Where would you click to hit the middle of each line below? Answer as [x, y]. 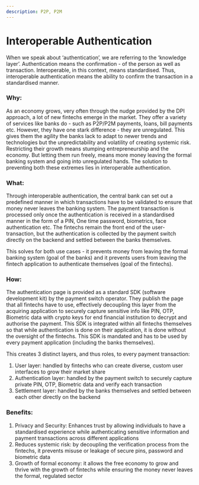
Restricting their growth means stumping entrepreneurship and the [87, 148]
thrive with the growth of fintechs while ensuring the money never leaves [104, 470]
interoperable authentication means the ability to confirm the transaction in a [99, 76]
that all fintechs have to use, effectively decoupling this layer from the [91, 305]
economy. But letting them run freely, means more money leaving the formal [99, 155]
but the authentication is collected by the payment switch [106, 234]
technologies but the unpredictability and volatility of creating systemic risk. [99, 142]
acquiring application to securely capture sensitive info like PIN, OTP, [90, 311]
